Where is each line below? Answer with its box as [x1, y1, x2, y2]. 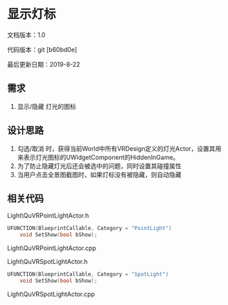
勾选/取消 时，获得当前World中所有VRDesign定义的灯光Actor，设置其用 [17, 144, 222, 153]
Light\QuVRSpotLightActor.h [7, 258, 88, 266]
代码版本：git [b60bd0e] [7, 45, 78, 53]
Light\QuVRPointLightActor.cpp [7, 244, 97, 252]
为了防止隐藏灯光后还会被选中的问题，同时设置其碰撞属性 [17, 161, 182, 170]
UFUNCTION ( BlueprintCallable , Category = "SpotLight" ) [7, 271, 169, 278]
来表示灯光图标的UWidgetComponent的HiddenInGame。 [17, 153, 179, 161]
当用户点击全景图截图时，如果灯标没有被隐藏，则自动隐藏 [17, 170, 182, 179]
